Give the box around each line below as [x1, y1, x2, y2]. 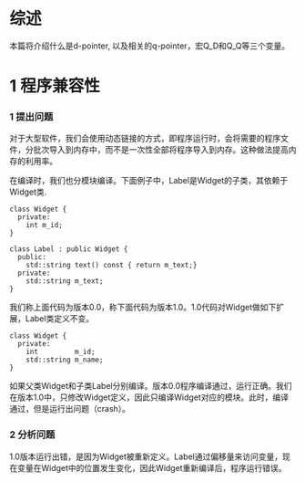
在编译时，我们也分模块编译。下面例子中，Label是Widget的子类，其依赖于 [9, 175, 289, 186]
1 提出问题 [9, 110, 54, 123]
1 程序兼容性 [9, 76, 100, 97]
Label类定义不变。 [25, 313, 94, 324]
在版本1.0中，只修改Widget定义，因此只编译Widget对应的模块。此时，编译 [9, 392, 290, 403]
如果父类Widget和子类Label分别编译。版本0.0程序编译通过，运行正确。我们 [9, 381, 292, 392]
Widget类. [9, 186, 47, 197]
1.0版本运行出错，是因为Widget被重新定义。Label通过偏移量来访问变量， [9, 451, 283, 462]
